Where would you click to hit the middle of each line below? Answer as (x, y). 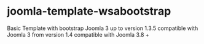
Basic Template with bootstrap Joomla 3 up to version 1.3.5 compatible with (103, 28)
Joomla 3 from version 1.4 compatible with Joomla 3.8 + (78, 34)
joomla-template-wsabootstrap (89, 11)
